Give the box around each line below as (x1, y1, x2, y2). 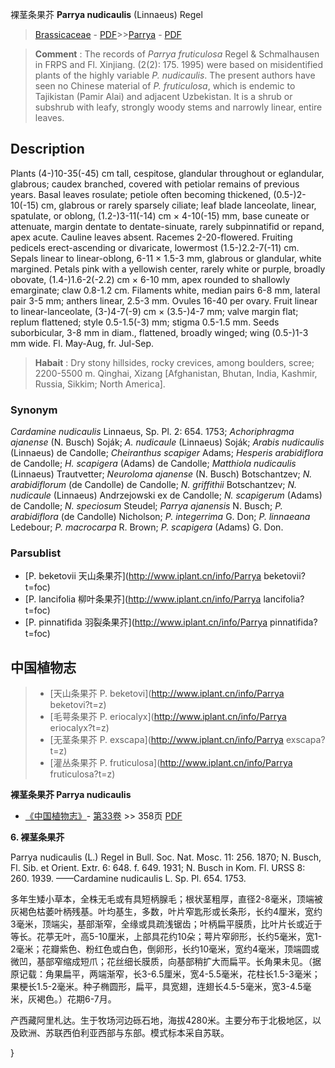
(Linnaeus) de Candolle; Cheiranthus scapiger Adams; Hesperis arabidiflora (10, 447, 324, 459)
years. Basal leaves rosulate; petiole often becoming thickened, (10, 188, 272, 200)
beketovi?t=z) (49, 699, 107, 711)
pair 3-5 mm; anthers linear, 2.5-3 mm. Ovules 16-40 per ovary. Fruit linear (10, 294, 318, 307)
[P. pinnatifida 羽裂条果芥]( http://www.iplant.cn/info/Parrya (24, 616, 268, 628)
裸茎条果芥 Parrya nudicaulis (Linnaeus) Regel (10, 9, 203, 20)
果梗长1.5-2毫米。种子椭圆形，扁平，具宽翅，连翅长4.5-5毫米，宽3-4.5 (10, 981, 303, 993)
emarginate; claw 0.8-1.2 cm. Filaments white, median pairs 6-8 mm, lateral (10, 284, 321, 296)
